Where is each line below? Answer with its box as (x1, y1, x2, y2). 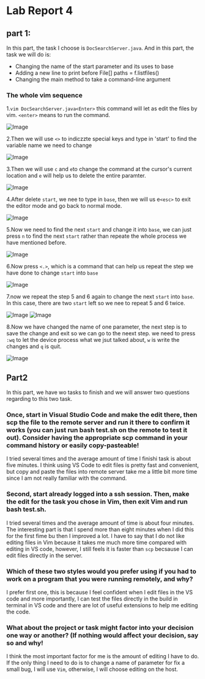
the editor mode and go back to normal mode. (6, 202, 122, 210)
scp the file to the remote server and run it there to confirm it (6, 418, 190, 427)
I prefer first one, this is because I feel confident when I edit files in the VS (6, 589, 193, 596)
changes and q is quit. (6, 343, 62, 350)
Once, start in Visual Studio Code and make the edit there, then (6, 411, 198, 419)
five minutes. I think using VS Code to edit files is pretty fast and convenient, (6, 461, 199, 469)
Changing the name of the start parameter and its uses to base (15, 63, 174, 70)
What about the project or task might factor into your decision (6, 623, 194, 632)
